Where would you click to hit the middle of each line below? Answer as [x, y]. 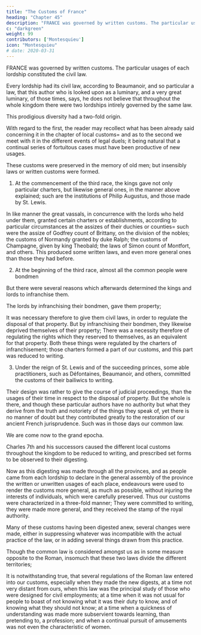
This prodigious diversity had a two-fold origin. [64, 116]
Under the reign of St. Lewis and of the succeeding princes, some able [102, 367]
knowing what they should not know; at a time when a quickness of [89, 607]
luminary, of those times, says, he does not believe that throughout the [93, 98]
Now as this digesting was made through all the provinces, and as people [96, 471]
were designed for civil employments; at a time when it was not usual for [95, 595]
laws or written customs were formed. [53, 171]
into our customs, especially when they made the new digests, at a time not [99, 582]
